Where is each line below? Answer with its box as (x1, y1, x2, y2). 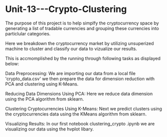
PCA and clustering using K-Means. (5, 81, 79, 87)
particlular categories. (5, 30, 51, 36)
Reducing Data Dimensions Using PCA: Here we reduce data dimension (5, 90, 153, 96)
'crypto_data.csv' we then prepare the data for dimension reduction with (5, 75, 155, 81)
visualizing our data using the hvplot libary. (5, 126, 94, 132)
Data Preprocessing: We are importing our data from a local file (5, 70, 136, 76)
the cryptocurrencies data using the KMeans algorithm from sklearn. (5, 111, 147, 117)
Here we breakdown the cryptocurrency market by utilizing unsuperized (5, 40, 154, 46)
